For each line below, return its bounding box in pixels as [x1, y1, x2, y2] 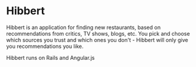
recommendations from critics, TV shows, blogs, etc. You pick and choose [6, 30, 190, 37]
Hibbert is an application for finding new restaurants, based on [6, 24, 161, 31]
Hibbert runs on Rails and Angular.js [6, 54, 95, 61]
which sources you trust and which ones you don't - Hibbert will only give [6, 36, 189, 43]
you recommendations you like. [6, 43, 84, 50]
